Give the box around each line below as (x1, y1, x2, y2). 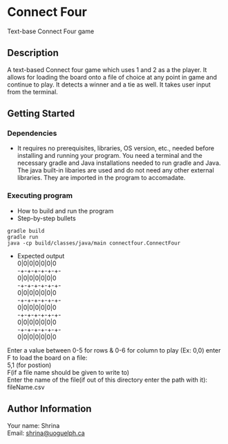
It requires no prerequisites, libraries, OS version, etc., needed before (17, 144, 215, 152)
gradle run (7, 233, 39, 240)
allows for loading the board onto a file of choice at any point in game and (7, 73, 218, 81)
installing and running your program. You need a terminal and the (17, 152, 202, 160)
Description (7, 47, 59, 59)
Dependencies (7, 129, 57, 139)
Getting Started (7, 108, 75, 120)
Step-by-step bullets (17, 214, 76, 222)
